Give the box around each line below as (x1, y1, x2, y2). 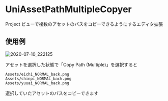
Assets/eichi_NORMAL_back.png (5, 72, 70, 77)
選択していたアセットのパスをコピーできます (5, 90, 99, 96)
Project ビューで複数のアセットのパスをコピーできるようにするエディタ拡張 (5, 21, 163, 27)
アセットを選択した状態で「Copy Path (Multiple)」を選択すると (5, 61, 137, 68)
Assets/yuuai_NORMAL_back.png (5, 80, 70, 86)
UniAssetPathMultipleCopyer (5, 4, 132, 15)
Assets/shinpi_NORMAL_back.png (5, 76, 72, 81)
